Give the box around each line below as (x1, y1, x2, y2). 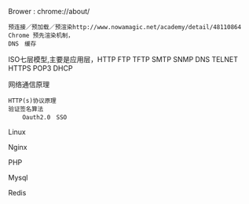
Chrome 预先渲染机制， (8, 31, 75, 39)
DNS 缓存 (8, 40, 37, 48)
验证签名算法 (8, 105, 44, 113)
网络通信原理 (8, 80, 49, 89)
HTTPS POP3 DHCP (8, 64, 73, 73)
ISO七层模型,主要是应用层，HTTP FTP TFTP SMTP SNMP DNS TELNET (8, 55, 238, 64)
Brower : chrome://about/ (8, 7, 90, 16)
